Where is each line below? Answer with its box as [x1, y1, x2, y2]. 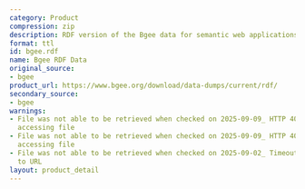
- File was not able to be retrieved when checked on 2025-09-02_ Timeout [9, 148, 299, 157]
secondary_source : [9, 89, 79, 98]
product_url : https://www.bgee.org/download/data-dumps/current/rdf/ [9, 81, 279, 90]
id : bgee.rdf [9, 47, 59, 56]
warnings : [9, 106, 47, 115]
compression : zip [9, 22, 75, 31]
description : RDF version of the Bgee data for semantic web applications [9, 30, 299, 39]
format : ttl [9, 38, 54, 48]
